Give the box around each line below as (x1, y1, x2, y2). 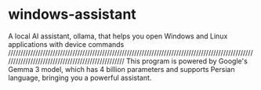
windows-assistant (8, 5, 137, 23)
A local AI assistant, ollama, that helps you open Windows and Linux (8, 31, 228, 41)
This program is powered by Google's (126, 56, 248, 66)
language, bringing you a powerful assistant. (8, 73, 152, 82)
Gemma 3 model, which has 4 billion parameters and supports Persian (8, 64, 235, 74)
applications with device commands (8, 39, 125, 49)
